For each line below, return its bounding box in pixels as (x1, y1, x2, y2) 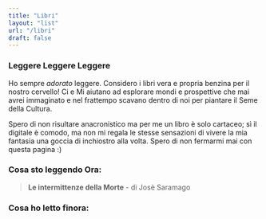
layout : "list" (8, 19, 59, 27)
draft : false (8, 33, 52, 42)
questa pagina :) (8, 144, 62, 154)
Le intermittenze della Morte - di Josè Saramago (27, 182, 191, 192)
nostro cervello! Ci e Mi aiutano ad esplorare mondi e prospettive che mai (8, 87, 250, 96)
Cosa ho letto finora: (8, 202, 89, 213)
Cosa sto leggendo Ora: (8, 164, 102, 175)
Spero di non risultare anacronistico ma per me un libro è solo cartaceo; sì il (8, 119, 257, 128)
